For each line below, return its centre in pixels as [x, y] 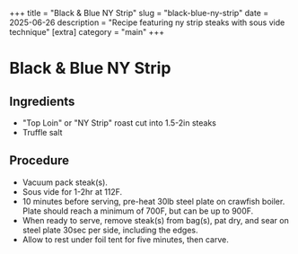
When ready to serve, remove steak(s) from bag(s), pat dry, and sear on [155, 220]
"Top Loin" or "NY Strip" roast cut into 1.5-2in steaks [119, 123]
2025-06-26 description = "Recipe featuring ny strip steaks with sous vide [147, 22]
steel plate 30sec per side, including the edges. [110, 230]
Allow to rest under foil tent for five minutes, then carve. [125, 239]
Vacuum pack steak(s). [65, 182]
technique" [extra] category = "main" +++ [87, 32]
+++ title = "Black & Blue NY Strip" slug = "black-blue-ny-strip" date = [139, 13]
